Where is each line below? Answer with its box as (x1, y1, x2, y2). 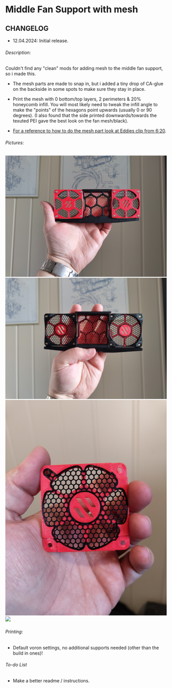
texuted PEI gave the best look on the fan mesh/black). (12, 118, 128, 124)
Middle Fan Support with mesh (5, 4, 138, 15)
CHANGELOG (5, 24, 49, 33)
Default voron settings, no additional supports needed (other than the (12, 644, 159, 651)
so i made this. (5, 71, 36, 77)
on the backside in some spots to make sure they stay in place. (12, 86, 146, 92)
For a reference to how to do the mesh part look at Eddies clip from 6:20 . (12, 128, 166, 134)
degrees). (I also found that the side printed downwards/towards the (12, 112, 157, 119)
